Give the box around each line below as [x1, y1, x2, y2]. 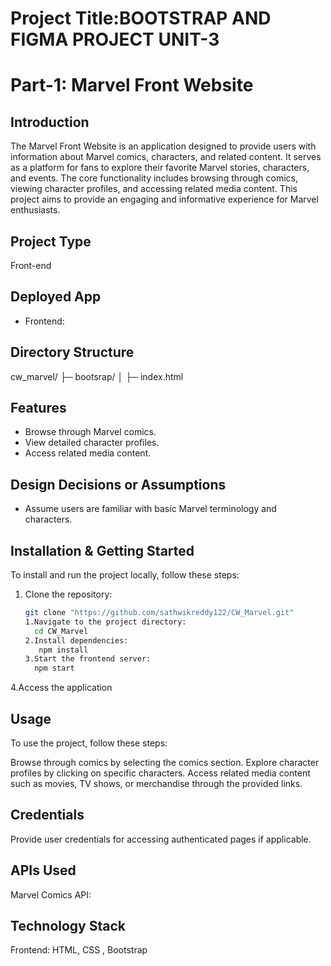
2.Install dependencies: [24, 635, 129, 646]
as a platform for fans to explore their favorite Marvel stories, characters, [10, 162, 310, 174]
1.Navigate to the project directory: [24, 617, 187, 627]
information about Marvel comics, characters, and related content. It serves [10, 151, 322, 163]
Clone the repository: [24, 588, 113, 601]
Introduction [10, 113, 90, 131]
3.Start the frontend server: [24, 654, 152, 664]
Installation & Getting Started [10, 542, 195, 559]
